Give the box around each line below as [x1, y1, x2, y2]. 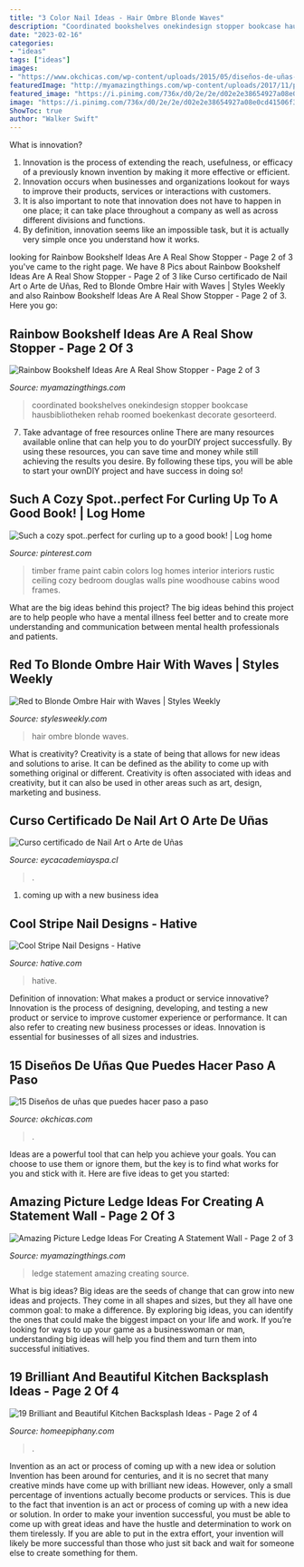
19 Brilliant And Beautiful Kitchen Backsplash [9, 1369, 269, 1385]
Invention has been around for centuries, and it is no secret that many [9, 1470, 269, 1481]
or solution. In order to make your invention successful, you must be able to [9, 1508, 291, 1520]
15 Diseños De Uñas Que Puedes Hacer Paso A [9, 1058, 276, 1073]
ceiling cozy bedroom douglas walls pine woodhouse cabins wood [31, 574, 280, 585]
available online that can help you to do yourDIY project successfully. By [22, 436, 292, 447]
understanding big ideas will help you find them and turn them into [9, 1333, 258, 1344]
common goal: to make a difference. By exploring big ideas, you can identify [9, 1304, 294, 1316]
